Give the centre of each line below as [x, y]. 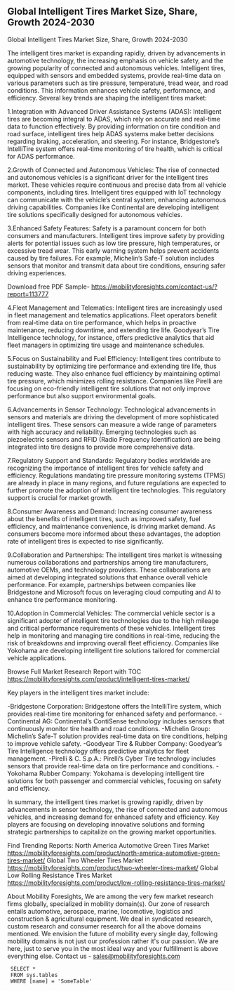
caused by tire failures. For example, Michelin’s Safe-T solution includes [111, 258]
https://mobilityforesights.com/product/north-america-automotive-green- [114, 853]
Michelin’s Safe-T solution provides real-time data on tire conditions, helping [117, 736]
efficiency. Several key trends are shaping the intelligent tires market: [107, 98]
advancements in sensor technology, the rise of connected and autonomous [117, 809]
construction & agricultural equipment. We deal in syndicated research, [110, 919]
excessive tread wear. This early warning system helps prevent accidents [113, 250]
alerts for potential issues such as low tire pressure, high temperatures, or [114, 243]
